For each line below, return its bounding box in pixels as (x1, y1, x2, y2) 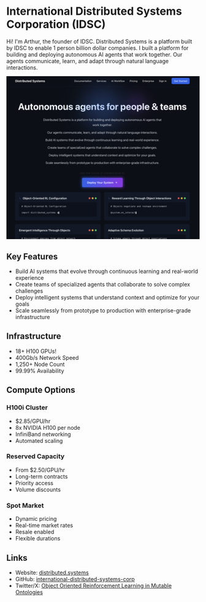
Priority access (15, 479, 54, 486)
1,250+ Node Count (15, 360, 65, 368)
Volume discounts (15, 486, 61, 493)
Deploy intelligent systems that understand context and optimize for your (15, 294, 200, 301)
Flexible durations (15, 535, 61, 542)
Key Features (6, 251, 58, 262)
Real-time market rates (15, 521, 74, 529)
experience (15, 274, 44, 282)
